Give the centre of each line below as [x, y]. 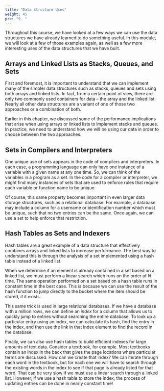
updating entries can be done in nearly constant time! [59, 383]
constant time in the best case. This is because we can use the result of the [81, 286]
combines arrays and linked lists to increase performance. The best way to [80, 250]
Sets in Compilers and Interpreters [59, 150]
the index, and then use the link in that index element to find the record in [79, 327]
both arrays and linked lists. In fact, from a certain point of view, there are [79, 94]
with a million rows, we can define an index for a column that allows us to [79, 311]
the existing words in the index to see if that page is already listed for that [79, 367]
